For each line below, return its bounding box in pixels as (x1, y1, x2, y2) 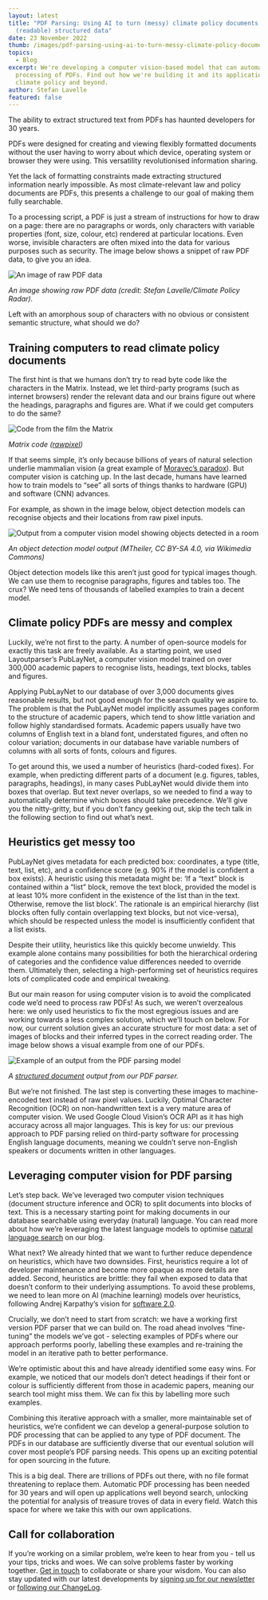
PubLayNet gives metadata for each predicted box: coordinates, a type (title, (8, 857, 260, 866)
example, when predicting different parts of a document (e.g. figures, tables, (8, 770, 260, 779)
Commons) (8, 552, 45, 562)
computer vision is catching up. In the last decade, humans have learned (8, 472, 247, 482)
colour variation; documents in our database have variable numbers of (8, 737, 239, 747)
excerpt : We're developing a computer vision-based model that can (8, 64, 238, 72)
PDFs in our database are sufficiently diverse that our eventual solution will (8, 1438, 254, 1448)
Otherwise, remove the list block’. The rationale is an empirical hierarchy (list (8, 899, 259, 908)
